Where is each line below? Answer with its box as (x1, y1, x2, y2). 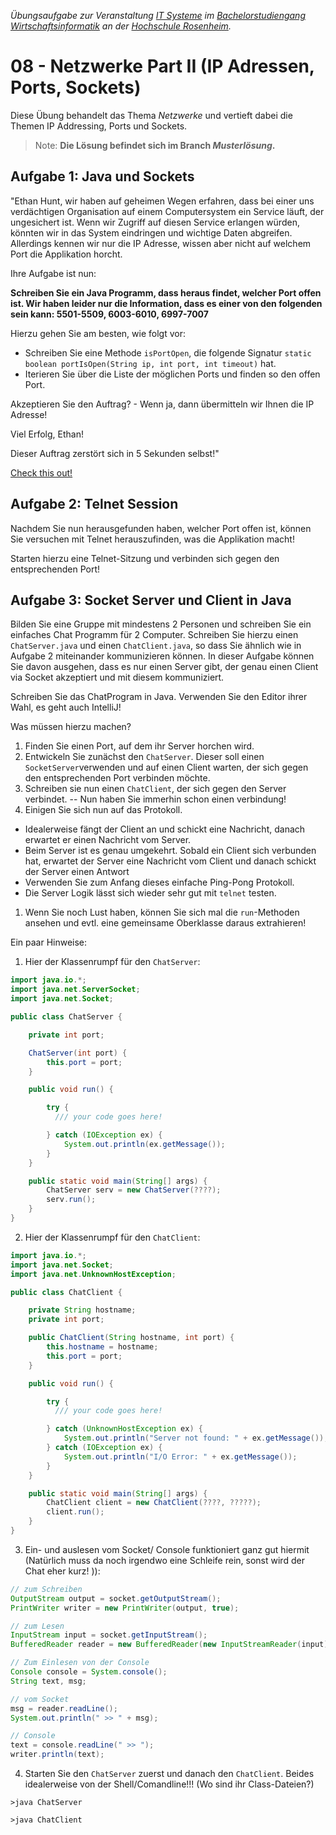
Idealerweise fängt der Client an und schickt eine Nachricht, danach (24, 823, 306, 835)
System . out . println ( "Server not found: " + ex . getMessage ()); (63, 1433, 329, 1444)
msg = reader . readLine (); (10, 1703, 118, 1714)
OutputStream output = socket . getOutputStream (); (10, 1593, 222, 1604)
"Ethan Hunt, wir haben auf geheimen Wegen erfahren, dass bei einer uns (10, 195, 315, 207)
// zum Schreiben (10, 1584, 83, 1594)
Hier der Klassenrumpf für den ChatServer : (24, 956, 201, 968)
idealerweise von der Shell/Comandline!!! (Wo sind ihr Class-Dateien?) (24, 1778, 315, 1790)
